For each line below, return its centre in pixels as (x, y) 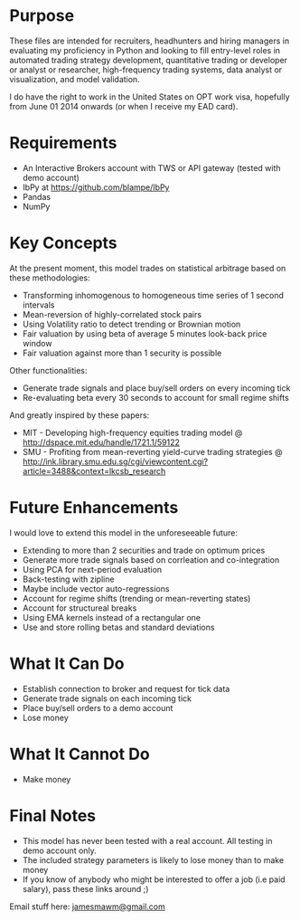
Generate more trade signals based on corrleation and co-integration (151, 560)
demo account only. (59, 850)
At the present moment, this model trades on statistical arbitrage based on (148, 268)
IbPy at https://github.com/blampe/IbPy (96, 187)
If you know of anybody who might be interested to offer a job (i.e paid (154, 879)
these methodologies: (50, 278)
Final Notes (53, 816)
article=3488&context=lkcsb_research (94, 470)
